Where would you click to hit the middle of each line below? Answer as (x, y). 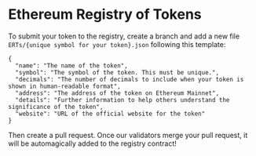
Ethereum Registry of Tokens (105, 15)
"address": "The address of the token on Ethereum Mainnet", (117, 93)
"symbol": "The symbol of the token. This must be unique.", (117, 72)
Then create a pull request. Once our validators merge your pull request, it (128, 135)
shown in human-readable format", (65, 86)
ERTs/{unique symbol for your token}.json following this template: (117, 44)
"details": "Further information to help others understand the (123, 100)
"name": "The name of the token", (71, 65)
